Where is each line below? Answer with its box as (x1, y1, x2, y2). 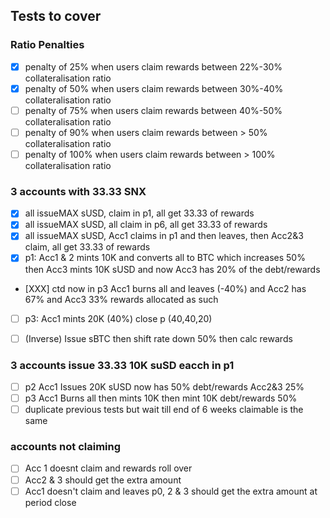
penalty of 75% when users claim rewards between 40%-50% (24, 104, 283, 116)
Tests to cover (10, 8, 102, 25)
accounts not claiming (10, 440, 122, 454)
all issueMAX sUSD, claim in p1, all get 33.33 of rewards (24, 207, 255, 219)
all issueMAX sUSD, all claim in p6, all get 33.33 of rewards (24, 219, 268, 231)
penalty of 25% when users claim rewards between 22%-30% (24, 60, 283, 73)
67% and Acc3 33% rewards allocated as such (24, 293, 219, 305)
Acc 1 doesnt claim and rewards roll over (24, 462, 193, 474)
